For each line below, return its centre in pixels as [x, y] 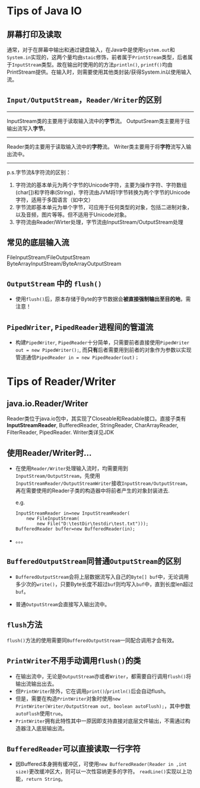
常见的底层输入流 [38, 243]
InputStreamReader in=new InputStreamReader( [72, 513]
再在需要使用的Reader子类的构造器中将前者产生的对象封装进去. [92, 491]
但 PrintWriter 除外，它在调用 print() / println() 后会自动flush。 [92, 691]
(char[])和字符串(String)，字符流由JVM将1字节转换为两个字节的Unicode [103, 192]
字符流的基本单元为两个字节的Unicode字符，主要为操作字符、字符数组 [101, 185]
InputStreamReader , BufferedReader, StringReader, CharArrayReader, [93, 425]
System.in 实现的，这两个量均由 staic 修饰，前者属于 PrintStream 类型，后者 [97, 57]
